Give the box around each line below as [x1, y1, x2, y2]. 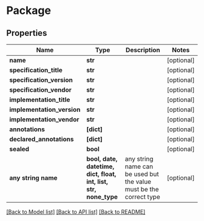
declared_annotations [9, 135, 74, 143]
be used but [124, 170, 159, 178]
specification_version [9, 76, 73, 84]
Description [125, 46, 161, 54]
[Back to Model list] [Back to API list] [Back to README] [6, 208, 146, 216]
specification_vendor [9, 86, 72, 94]
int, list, [86, 177, 108, 186]
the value [124, 177, 152, 186]
